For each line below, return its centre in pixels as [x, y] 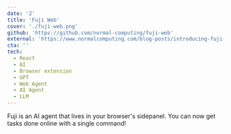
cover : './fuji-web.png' [43, 26]
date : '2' [21, 13]
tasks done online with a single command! [67, 123]
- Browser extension [43, 71]
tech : [15, 52]
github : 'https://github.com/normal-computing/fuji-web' [90, 33]
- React [24, 58]
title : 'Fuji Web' [33, 20]
